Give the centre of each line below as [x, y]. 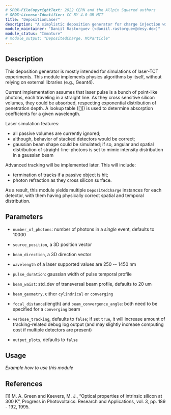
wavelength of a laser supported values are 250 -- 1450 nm [74, 264]
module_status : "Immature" [34, 34]
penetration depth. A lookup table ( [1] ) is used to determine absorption [79, 108]
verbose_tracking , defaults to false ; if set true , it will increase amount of [89, 319]
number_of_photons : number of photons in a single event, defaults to [83, 229]
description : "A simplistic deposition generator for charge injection [83, 24]
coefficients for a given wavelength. [43, 114]
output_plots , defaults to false [45, 340]
